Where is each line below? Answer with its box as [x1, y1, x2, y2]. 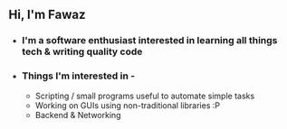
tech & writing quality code [21, 45, 143, 58]
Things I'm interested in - [21, 69, 136, 82]
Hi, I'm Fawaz [8, 7, 87, 23]
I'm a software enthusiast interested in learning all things [21, 34, 278, 47]
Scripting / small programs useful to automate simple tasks [34, 90, 255, 101]
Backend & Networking [34, 109, 121, 120]
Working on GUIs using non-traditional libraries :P [34, 99, 221, 111]
